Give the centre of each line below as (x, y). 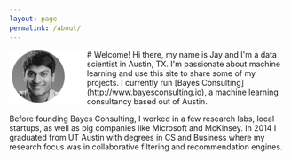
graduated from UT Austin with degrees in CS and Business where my (137, 137)
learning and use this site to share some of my (171, 73)
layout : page (33, 19)
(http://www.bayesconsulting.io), (147, 92)
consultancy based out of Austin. (148, 101)
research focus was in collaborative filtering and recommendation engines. (146, 147)
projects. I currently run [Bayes (143, 82)
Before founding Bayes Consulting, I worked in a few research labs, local (142, 119)
